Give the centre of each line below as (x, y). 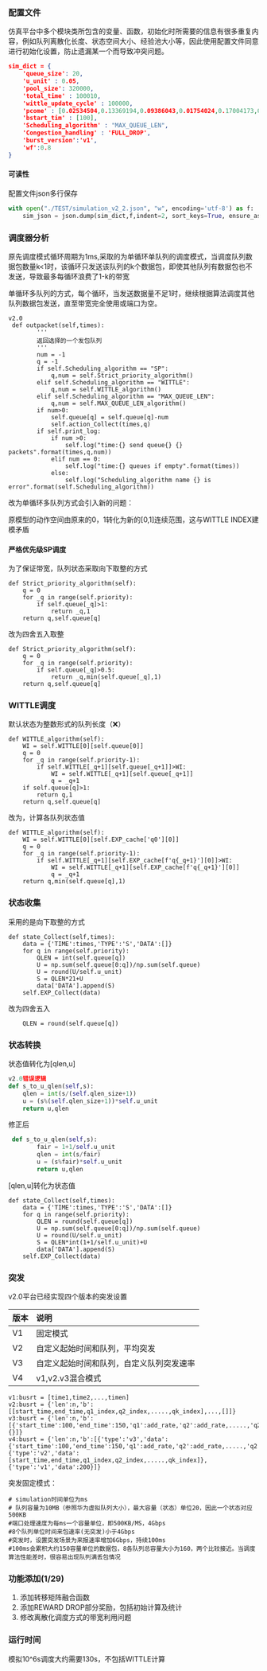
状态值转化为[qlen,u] (42, 1064)
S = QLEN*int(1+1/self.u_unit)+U (92, 1242)
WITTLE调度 (32, 706)
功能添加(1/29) (37, 1579)
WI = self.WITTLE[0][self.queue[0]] (83, 746)
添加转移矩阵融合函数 (54, 1598)
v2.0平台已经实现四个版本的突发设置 (68, 1297)
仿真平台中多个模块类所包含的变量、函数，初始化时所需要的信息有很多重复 (130, 31)
